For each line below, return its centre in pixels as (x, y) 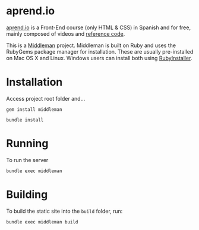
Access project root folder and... (46, 98)
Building (27, 194)
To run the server (27, 160)
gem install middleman (34, 109)
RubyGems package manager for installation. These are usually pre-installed (100, 51)
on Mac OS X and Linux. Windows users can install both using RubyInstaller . (99, 58)
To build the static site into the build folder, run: (64, 211)
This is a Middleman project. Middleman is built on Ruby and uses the (91, 45)
